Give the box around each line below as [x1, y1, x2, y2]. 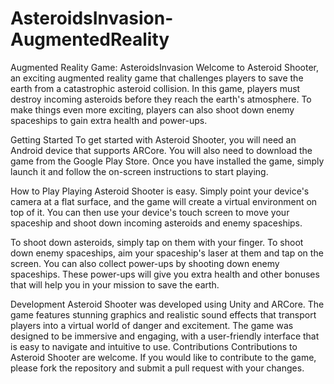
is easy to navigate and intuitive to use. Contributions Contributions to [10, 340, 298, 352]
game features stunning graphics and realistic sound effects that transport [10, 308, 317, 321]
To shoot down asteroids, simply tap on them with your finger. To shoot [10, 236, 304, 248]
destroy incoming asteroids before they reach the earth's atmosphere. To [10, 93, 312, 105]
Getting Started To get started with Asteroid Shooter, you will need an [10, 133, 297, 146]
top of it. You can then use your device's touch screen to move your [10, 206, 290, 218]
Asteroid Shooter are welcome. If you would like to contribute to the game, [10, 351, 317, 363]
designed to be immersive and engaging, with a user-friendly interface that [10, 330, 320, 342]
